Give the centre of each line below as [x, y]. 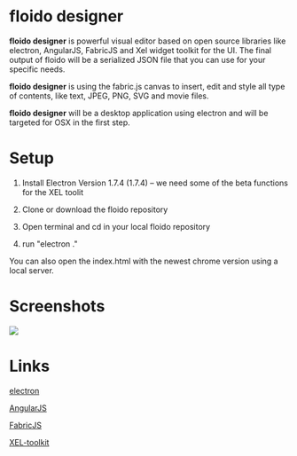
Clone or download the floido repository [95, 209]
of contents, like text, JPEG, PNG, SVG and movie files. [109, 96]
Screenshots [57, 307]
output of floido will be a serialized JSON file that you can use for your [137, 59]
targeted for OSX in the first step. [70, 122]
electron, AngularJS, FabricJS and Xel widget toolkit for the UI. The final [141, 50]
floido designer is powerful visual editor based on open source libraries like [148, 41]
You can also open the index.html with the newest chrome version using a [144, 261]
